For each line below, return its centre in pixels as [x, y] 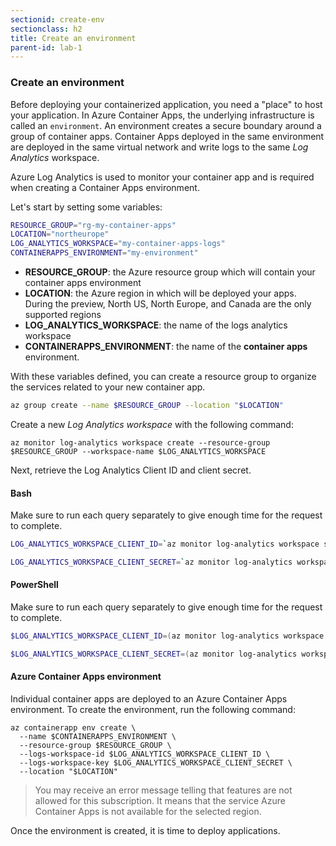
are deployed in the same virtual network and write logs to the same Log [159, 147]
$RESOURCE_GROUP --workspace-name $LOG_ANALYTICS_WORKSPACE [138, 451]
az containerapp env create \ [73, 728]
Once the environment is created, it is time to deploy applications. [145, 831]
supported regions [63, 315]
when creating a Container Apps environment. [105, 187]
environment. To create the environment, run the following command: [153, 710]
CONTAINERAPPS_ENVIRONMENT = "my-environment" [104, 253]
